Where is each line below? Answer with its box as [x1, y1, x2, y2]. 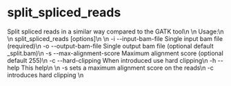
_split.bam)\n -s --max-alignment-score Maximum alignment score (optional [7, 49, 224, 57]
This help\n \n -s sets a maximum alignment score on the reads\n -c [21, 63, 214, 72]
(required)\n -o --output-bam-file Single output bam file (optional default [7, 42, 214, 50]
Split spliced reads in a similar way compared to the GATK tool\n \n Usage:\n [7, 27, 224, 35]
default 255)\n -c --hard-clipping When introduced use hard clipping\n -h [7, 56, 217, 64]
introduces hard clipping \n [7, 70, 84, 79]
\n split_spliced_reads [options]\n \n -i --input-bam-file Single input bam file [7, 34, 223, 42]
